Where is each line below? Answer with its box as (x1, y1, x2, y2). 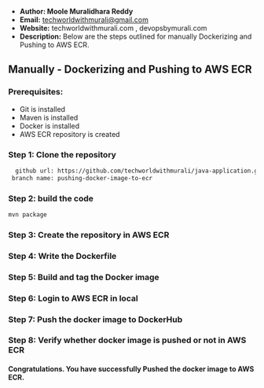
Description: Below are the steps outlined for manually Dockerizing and (19, 31, 252, 41)
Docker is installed (19, 121, 80, 131)
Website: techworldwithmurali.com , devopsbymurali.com (19, 24, 207, 32)
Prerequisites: (8, 87, 64, 98)
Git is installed (19, 104, 65, 113)
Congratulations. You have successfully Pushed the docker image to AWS (8, 364, 255, 374)
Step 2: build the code (8, 193, 94, 204)
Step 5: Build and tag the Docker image (8, 272, 159, 283)
